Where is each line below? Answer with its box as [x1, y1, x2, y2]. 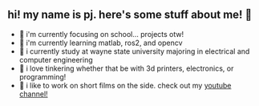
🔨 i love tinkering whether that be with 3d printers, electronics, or [18, 63, 234, 73]
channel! [18, 89, 49, 99]
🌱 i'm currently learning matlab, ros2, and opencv [18, 38, 183, 47]
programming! [18, 71, 67, 81]
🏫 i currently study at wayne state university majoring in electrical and [18, 46, 250, 56]
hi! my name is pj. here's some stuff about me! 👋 [7, 8, 253, 22]
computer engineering [18, 55, 93, 64]
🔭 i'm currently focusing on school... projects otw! [18, 29, 184, 39]
